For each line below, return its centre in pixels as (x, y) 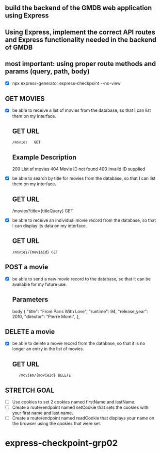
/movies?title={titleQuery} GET (43, 211)
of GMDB (19, 47)
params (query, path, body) (47, 72)
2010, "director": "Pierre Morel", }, (46, 316)
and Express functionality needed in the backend (81, 40)
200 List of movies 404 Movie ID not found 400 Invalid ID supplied (79, 169)
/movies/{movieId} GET (35, 252)
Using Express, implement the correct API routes (80, 32)
